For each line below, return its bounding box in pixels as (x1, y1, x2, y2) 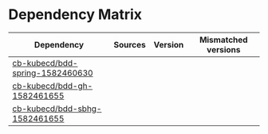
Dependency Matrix (8, 6, 142, 24)
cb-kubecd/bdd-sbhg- (12, 103, 102, 114)
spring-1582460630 (12, 67, 93, 78)
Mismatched (199, 34, 249, 45)
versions (207, 44, 241, 55)
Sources (113, 39, 146, 50)
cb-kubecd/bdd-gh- (12, 80, 93, 91)
